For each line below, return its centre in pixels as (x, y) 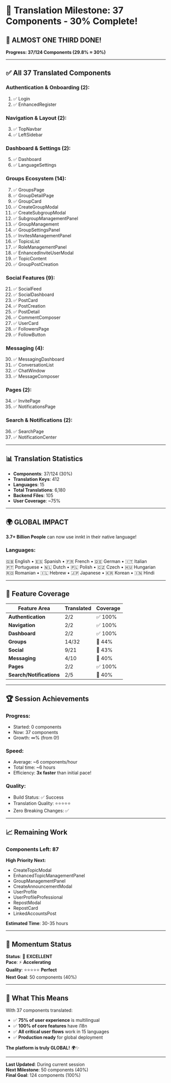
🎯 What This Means (37, 998)
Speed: (15, 751)
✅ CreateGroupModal (36, 207)
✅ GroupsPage (29, 189)
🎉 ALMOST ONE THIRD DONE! (54, 40)
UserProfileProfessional (38, 897)
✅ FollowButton (29, 334)
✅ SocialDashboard (33, 294)
